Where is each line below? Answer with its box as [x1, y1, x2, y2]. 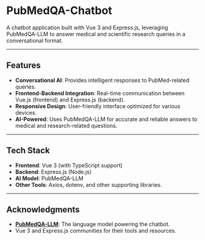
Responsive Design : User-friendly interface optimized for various [15, 102, 181, 110]
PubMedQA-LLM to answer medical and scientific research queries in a [6, 30, 186, 37]
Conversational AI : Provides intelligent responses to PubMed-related [15, 76, 190, 84]
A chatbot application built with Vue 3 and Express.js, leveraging [6, 24, 168, 31]
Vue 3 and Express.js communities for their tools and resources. [15, 227, 177, 235]
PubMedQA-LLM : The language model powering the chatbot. [15, 220, 170, 228]
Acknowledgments [6, 204, 81, 214]
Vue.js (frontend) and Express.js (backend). [15, 96, 125, 103]
